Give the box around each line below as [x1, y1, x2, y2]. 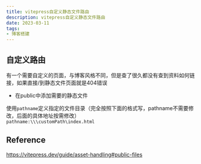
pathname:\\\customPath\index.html [6, 119, 95, 124]
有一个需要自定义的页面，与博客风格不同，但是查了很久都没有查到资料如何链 [6, 71, 195, 78]
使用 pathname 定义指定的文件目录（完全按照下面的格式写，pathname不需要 [6, 104, 189, 111]
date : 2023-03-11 [6, 20, 50, 26]
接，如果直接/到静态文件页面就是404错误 [6, 79, 108, 86]
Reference [6, 135, 46, 145]
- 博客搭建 [6, 31, 30, 37]
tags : [6, 25, 20, 32]
